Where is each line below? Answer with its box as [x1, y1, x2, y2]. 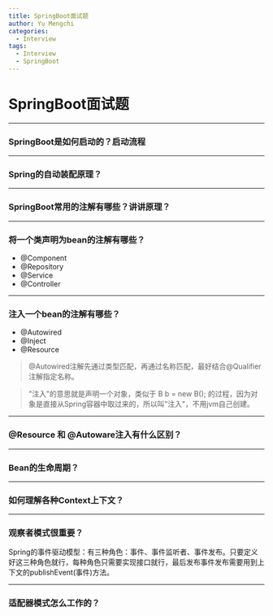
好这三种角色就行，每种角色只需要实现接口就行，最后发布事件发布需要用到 [8, 557, 258, 567]
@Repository [19, 262, 64, 271]
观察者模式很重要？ [8, 527, 84, 539]
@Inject [19, 336, 46, 346]
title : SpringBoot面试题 [8, 11, 89, 20]
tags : [8, 42, 27, 50]
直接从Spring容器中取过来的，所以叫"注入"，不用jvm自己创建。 [42, 400, 254, 409]
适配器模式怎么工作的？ [8, 597, 100, 609]
